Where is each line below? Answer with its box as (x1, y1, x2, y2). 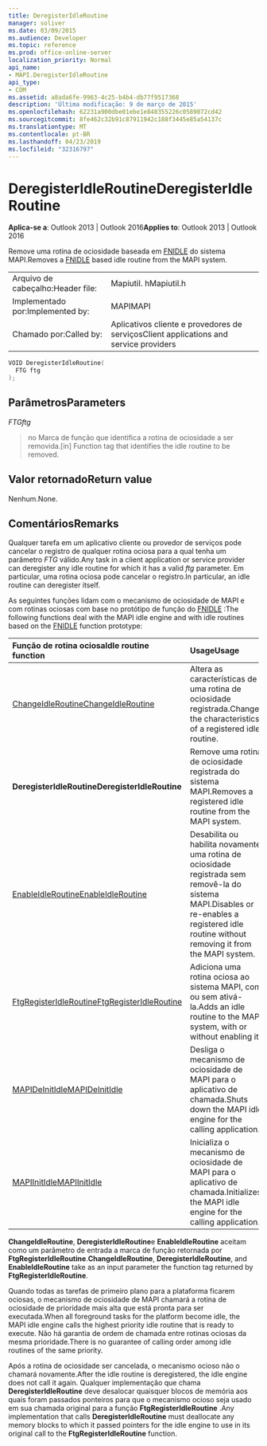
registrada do (189, 766, 240, 777)
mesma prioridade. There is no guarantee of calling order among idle (8, 1337, 232, 1347)
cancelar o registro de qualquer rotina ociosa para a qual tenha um (8, 547, 226, 556)
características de (189, 674, 257, 685)
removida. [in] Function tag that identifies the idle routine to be (27, 441, 230, 450)
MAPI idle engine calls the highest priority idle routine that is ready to (8, 1320, 234, 1330)
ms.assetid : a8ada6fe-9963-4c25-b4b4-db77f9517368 (8, 93, 180, 101)
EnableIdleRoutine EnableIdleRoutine (12, 889, 147, 900)
